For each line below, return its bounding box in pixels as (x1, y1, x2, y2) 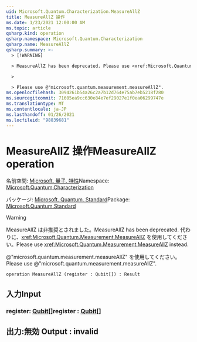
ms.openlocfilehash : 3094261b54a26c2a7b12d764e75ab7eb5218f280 (6, 89, 164, 96)
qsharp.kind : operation (6, 31, 64, 36)
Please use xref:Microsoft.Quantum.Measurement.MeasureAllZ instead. (16, 241, 189, 248)
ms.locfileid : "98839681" (6, 117, 69, 123)
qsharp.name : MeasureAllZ (6, 42, 69, 48)
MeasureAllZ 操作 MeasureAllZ (6, 144, 157, 158)
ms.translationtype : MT (6, 101, 64, 107)
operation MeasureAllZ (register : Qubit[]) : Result (6, 271, 141, 277)
